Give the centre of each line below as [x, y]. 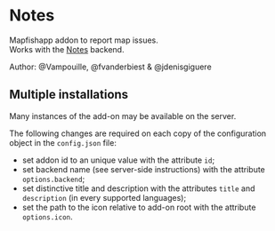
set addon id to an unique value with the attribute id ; [118, 160]
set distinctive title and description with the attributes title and [138, 188]
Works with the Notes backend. [67, 49]
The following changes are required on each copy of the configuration [138, 133]
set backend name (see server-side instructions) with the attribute [143, 169]
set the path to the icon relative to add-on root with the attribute [139, 207]
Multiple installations [69, 95]
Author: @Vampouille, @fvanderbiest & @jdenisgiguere [110, 67]
